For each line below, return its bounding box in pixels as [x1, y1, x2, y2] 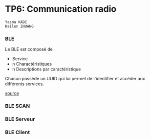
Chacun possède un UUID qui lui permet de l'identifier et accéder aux [5, 76, 145, 82]
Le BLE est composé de [5, 46, 53, 52]
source [5, 91, 20, 96]
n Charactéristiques [12, 61, 52, 67]
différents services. [5, 81, 44, 87]
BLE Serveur [5, 116, 35, 123]
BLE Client [5, 129, 30, 136]
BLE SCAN [5, 103, 30, 110]
